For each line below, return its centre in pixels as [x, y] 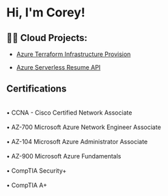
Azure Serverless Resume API [58, 67]
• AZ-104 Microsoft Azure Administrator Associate [77, 141]
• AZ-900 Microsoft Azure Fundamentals [64, 156]
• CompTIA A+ [27, 185]
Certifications [37, 89]
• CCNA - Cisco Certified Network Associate [69, 112]
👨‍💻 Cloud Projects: [47, 38]
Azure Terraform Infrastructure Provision [73, 54]
